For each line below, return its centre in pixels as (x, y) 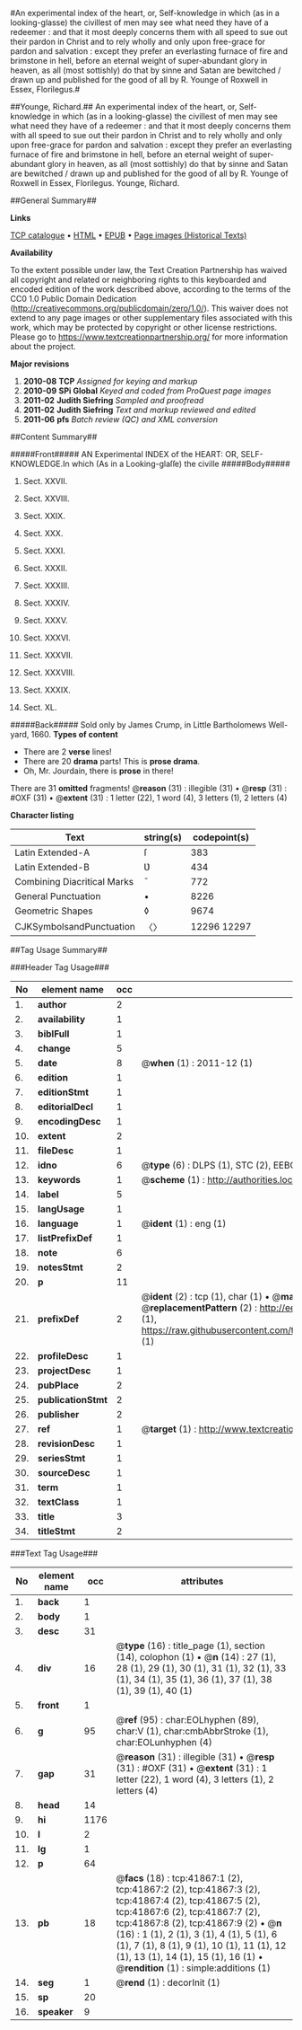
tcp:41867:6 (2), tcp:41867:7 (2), (188, 1912)
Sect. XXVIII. (46, 499)
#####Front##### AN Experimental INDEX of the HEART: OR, (125, 454)
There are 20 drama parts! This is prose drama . (112, 761)
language (58, 1223)
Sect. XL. (40, 707)
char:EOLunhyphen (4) (164, 1742)
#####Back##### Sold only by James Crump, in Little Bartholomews (138, 725)
